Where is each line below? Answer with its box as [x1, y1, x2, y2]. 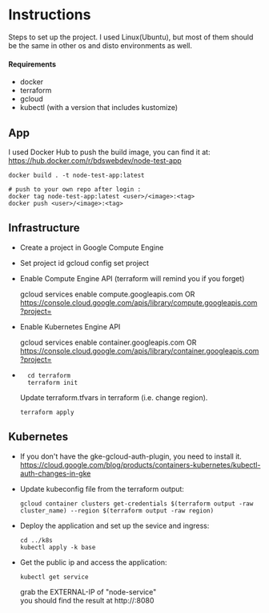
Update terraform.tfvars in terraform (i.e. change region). [19, 392, 208, 403]
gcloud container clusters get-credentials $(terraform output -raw [19, 500, 254, 508]
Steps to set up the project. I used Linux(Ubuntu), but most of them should [8, 32, 254, 42]
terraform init [27, 378, 78, 386]
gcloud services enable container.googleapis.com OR [19, 337, 197, 347]
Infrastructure [8, 221, 80, 235]
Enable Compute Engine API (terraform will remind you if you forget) [19, 273, 245, 283]
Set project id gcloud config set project [19, 258, 150, 268]
